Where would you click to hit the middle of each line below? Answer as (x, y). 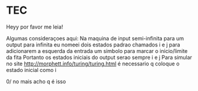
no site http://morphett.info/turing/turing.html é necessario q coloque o (93, 64)
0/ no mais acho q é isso (36, 81)
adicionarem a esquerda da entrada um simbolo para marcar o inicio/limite (97, 51)
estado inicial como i (31, 70)
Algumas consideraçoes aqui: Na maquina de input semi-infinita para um (95, 38)
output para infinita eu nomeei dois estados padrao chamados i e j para (93, 45)
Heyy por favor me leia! (35, 27)
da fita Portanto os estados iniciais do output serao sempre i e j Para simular (99, 57)
